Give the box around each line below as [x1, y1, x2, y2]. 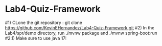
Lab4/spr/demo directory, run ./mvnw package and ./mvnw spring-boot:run [5, 30, 158, 36]
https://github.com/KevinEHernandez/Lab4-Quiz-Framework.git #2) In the [5, 24, 155, 30]
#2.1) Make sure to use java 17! [5, 35, 67, 41]
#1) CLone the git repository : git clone [5, 20, 82, 25]
